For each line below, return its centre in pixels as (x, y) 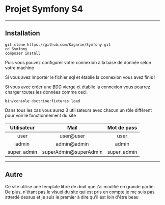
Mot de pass (122, 128)
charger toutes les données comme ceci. (46, 92)
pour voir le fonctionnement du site (41, 115)
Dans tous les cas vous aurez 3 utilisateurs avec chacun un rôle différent (79, 110)
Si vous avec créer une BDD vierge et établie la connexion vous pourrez (78, 87)
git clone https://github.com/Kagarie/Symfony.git (58, 45)
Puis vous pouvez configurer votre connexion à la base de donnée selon (78, 62)
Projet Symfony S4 (44, 9)
